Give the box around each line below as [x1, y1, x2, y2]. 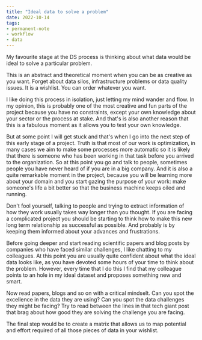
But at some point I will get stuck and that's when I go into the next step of [6, 133, 191, 140]
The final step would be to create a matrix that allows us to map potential [6, 320, 186, 327]
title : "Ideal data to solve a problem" [6, 8, 109, 15]
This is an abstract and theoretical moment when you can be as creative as [6, 72, 192, 78]
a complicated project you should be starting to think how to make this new [6, 215, 192, 222]
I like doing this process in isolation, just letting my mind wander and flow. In [6, 96, 195, 103]
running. [6, 191, 27, 197]
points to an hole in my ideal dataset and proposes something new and [6, 271, 182, 279]
